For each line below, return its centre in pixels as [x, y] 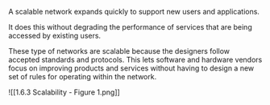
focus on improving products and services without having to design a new [131, 68]
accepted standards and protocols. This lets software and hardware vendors [135, 60]
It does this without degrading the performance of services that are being [130, 27]
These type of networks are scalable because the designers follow [119, 51]
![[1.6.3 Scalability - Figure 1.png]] [64, 92]
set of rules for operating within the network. [83, 77]
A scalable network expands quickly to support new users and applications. [134, 12]
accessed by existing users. [55, 36]
